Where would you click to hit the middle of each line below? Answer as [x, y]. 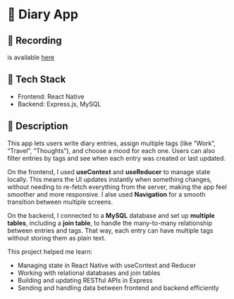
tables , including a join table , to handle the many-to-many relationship [110, 223]
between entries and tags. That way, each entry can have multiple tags [110, 230]
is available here [31, 57]
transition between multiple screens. [60, 202]
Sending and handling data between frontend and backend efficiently [118, 288]
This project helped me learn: [50, 251]
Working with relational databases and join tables [89, 273]
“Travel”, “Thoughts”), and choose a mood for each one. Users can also [111, 150]
